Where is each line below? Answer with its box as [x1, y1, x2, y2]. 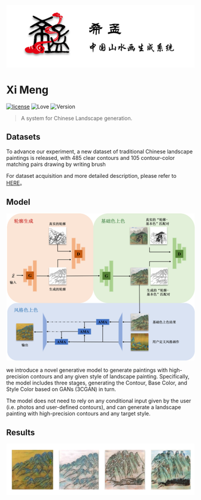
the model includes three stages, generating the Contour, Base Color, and [6, 379, 187, 387]
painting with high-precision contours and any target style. [6, 410, 151, 417]
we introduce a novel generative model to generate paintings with [6, 366, 168, 374]
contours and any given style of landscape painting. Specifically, [30, 373, 190, 380]
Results [6, 427, 35, 438]
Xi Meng [6, 83, 49, 97]
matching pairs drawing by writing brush [6, 160, 106, 168]
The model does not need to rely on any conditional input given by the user [6, 397, 191, 405]
